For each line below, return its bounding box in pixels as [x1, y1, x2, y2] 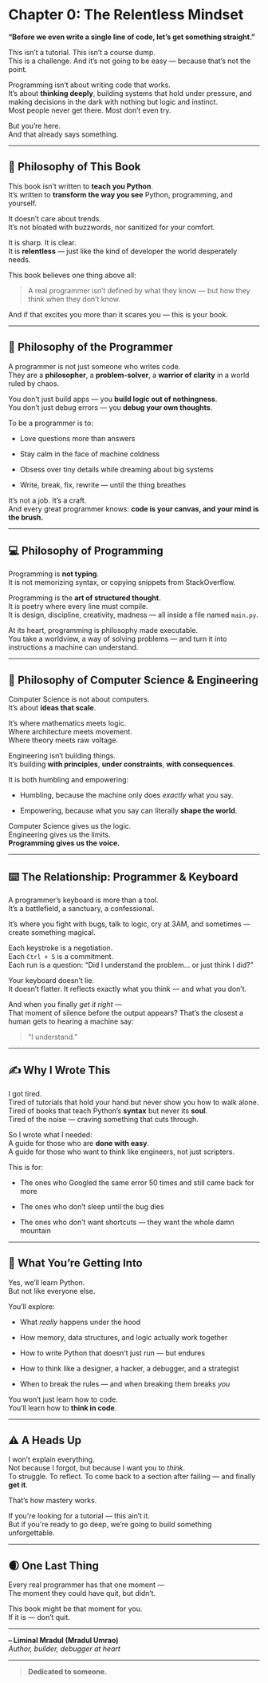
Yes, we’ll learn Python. [8, 1277, 85, 1287]
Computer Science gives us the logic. [8, 822, 132, 831]
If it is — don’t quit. [8, 1613, 70, 1622]
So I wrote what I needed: [8, 1129, 93, 1140]
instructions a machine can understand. [8, 643, 139, 652]
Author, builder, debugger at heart [8, 1644, 121, 1653]
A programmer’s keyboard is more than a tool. [8, 895, 160, 905]
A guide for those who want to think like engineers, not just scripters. [8, 1147, 235, 1156]
